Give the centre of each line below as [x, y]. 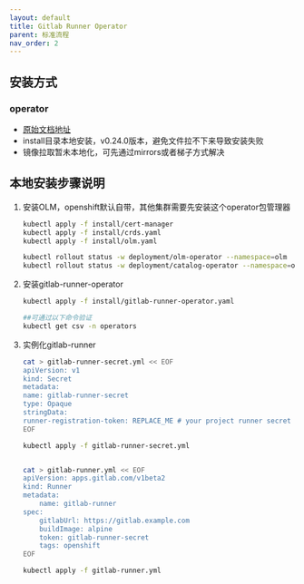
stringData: [45, 413]
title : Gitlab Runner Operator [69, 26]
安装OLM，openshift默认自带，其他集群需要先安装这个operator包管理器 [157, 207]
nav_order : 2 [34, 43]
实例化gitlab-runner [59, 345]
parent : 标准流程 [39, 34]
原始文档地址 [46, 129]
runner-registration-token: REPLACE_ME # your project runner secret [157, 421]
